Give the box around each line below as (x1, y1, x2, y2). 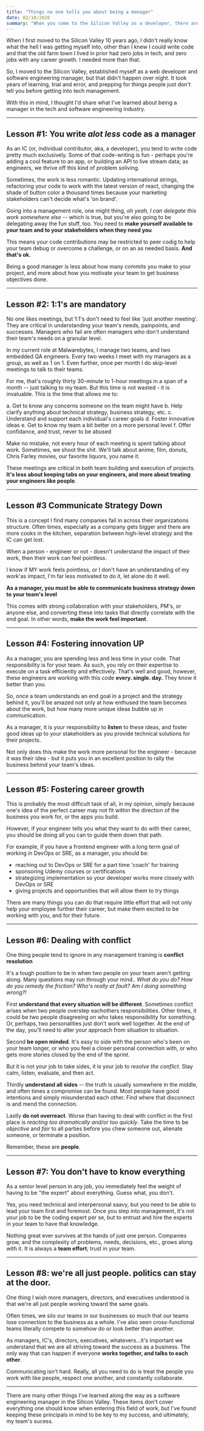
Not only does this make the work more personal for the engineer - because (6, 748, 197, 755)
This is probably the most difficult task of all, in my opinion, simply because (6, 800, 195, 807)
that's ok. (6, 251, 32, 259)
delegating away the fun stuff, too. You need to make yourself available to (6, 220, 193, 228)
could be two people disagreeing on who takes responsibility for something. (6, 1013, 196, 1021)
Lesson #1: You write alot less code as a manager (6, 129, 196, 139)
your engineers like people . (6, 477, 77, 484)
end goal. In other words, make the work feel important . (6, 615, 148, 622)
